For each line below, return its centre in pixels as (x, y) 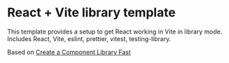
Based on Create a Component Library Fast (69, 52)
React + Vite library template (91, 13)
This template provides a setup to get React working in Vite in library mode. (115, 32)
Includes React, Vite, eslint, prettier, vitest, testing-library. (89, 38)
